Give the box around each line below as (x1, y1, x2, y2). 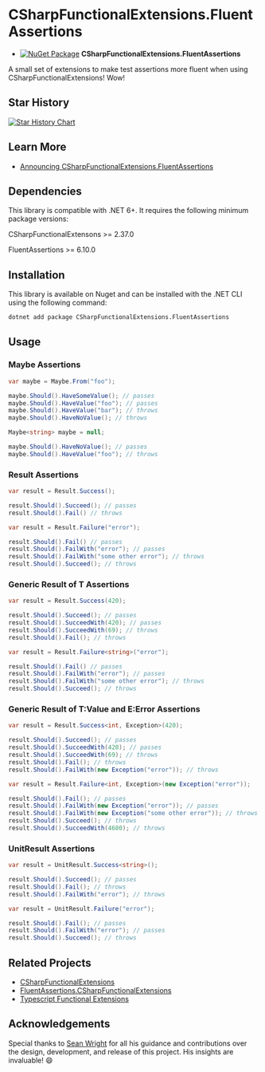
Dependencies (8, 184, 82, 198)
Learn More (8, 140, 67, 154)
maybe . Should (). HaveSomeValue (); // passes (8, 392, 155, 400)
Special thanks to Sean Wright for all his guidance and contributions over (8, 1038, 247, 1048)
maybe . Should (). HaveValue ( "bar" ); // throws (8, 407, 158, 415)
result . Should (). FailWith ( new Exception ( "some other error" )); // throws (8, 810, 259, 818)
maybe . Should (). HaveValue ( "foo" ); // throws (8, 450, 158, 458)
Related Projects (8, 956, 92, 970)
